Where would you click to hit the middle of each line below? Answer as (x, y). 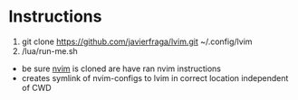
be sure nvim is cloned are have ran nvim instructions (121, 68)
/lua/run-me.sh (49, 50)
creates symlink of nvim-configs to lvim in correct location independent (155, 77)
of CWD (36, 87)
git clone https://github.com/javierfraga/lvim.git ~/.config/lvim (137, 41)
